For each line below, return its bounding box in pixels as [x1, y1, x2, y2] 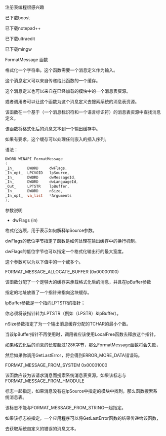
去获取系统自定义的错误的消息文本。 [5, 426, 79, 432]
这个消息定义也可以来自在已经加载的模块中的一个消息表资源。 [5, 88, 131, 94]
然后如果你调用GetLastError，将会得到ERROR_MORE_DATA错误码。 [5, 352, 142, 358]
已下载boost [5, 15, 30, 21]
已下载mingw [5, 46, 32, 52]
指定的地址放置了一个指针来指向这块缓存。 [5, 289, 92, 295]
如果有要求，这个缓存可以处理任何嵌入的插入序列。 [5, 136, 109, 142]
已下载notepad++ [5, 25, 41, 31]
